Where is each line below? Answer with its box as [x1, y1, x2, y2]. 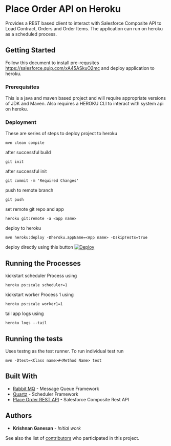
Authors [5, 412, 32, 420]
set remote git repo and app [5, 206, 64, 212]
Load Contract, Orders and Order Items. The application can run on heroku [5, 25, 163, 31]
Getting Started [5, 46, 56, 54]
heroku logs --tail [5, 321, 47, 326]
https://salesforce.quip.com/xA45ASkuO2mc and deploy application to [5, 65, 155, 71]
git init [5, 159, 24, 164]
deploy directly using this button [5, 244, 73, 250]
